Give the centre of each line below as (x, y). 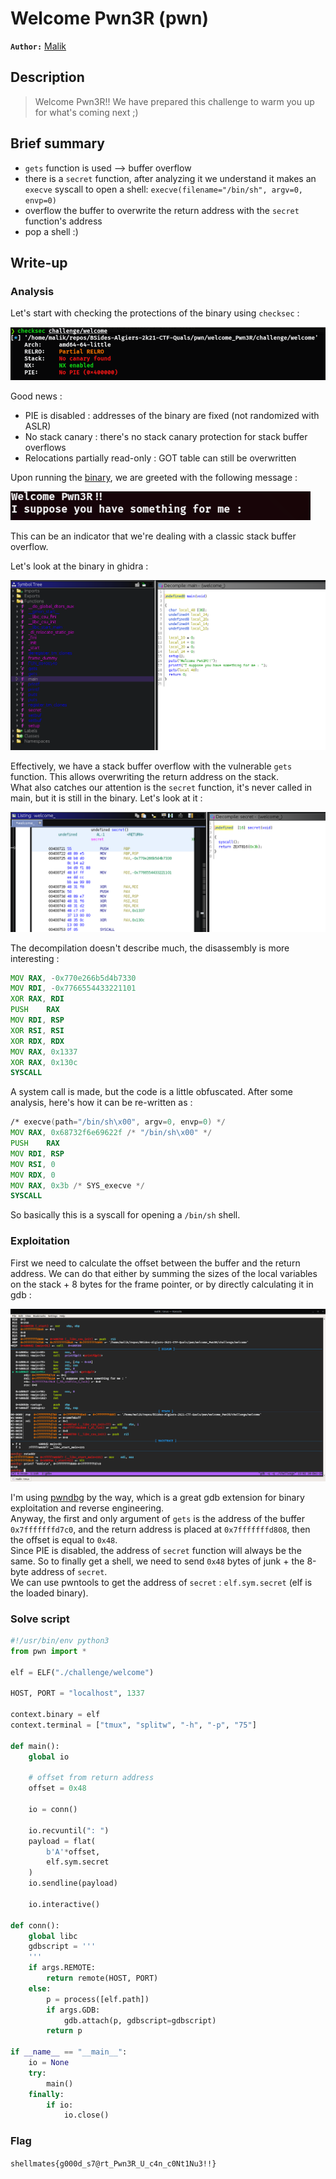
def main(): (35, 1746)
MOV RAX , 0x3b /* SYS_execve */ (77, 1185)
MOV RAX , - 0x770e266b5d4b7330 (73, 978)
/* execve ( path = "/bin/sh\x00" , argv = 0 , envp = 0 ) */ (118, 1122)
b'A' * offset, (73, 1852)
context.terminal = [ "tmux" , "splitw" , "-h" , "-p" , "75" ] (133, 1725)
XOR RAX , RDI (37, 999)
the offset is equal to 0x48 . (64, 1539)
